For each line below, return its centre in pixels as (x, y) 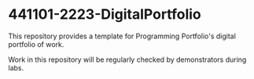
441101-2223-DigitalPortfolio (105, 14)
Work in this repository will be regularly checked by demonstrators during (127, 59)
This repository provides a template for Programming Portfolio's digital (122, 36)
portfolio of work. (36, 44)
